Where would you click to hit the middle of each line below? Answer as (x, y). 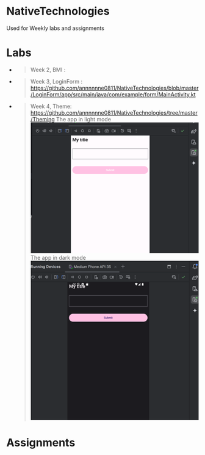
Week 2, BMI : (48, 70)
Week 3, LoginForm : (56, 81)
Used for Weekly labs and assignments (56, 28)
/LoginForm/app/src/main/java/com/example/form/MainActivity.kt (113, 94)
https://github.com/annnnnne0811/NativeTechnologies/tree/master (114, 113)
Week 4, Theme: (51, 106)
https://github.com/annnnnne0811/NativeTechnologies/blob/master (114, 88)
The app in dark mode (58, 258)
